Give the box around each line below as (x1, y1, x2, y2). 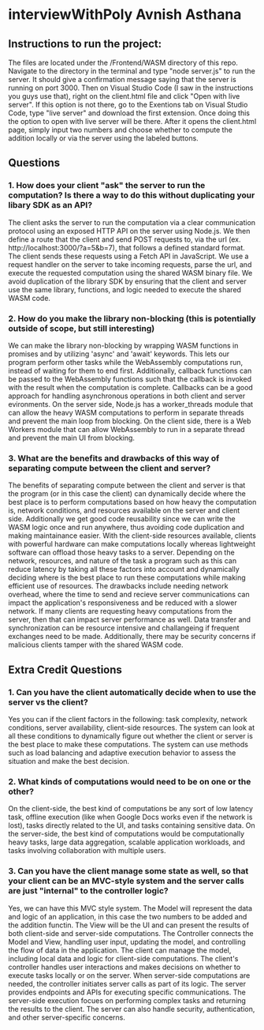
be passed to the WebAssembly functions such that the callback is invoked (8, 374, 252, 384)
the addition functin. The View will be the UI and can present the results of (8, 920, 250, 930)
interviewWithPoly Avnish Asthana (8, 6, 242, 24)
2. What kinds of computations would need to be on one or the (8, 776, 251, 787)
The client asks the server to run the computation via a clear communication (8, 217, 256, 227)
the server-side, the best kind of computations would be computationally (8, 829, 245, 839)
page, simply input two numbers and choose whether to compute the (8, 125, 232, 134)
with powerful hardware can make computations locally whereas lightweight (8, 539, 256, 549)
